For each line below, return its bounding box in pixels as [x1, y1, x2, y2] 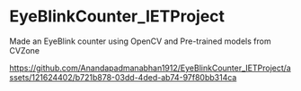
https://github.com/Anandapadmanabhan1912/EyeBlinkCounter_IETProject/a [9, 62, 292, 73]
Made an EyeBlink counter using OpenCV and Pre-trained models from [9, 36, 271, 46]
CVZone [9, 45, 40, 55]
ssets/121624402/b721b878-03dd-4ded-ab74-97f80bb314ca [9, 71, 237, 82]
